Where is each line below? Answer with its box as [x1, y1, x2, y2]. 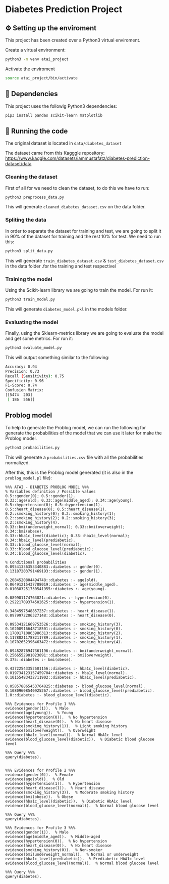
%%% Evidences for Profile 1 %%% [5, 701, 76, 706]
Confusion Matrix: [5, 388, 44, 393]
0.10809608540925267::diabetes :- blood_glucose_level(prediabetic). [5, 688, 155, 693]
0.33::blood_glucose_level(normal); [5, 542, 82, 547]
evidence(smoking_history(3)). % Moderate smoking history [5, 790, 135, 795]
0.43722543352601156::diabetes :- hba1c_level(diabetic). [5, 666, 130, 671]
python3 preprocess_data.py [5, 195, 65, 200]
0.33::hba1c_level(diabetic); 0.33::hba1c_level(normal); [5, 533, 130, 538]
